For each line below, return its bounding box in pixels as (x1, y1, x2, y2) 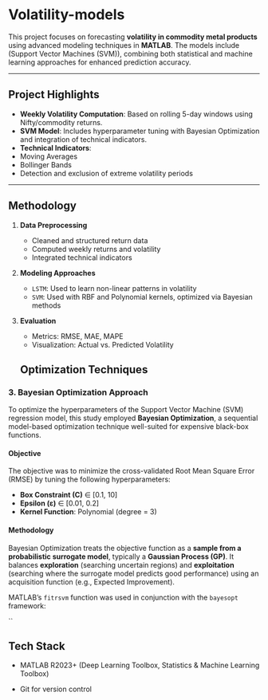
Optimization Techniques (19, 363, 148, 376)
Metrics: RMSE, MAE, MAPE (31, 331, 124, 340)
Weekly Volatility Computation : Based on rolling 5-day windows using (19, 109, 254, 119)
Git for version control (19, 684, 93, 694)
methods (31, 301, 61, 310)
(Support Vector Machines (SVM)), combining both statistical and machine (8, 49, 253, 58)
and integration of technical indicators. (19, 134, 148, 144)
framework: (8, 600, 46, 611)
